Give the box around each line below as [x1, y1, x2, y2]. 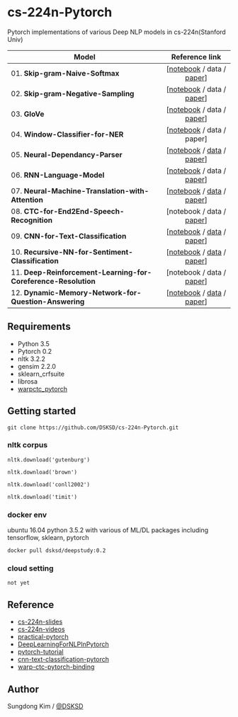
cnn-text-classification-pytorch [17, 655, 110, 664]
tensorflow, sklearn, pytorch [7, 534, 90, 542]
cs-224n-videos [17, 625, 65, 633]
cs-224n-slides [17, 617, 63, 626]
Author [7, 683, 39, 695]
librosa [17, 377, 38, 386]
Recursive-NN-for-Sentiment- [23, 247, 133, 257]
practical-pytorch [17, 633, 69, 641]
